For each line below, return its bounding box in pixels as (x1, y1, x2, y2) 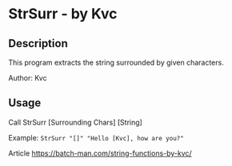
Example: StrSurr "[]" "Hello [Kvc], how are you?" (8, 132, 184, 142)
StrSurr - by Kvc (8, 5, 118, 23)
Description (8, 37, 68, 50)
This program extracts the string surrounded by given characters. (8, 57, 224, 67)
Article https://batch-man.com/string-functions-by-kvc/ (8, 148, 192, 158)
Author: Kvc (8, 73, 47, 82)
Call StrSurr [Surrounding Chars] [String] (8, 117, 142, 127)
